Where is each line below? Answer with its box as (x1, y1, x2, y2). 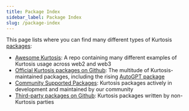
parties (37, 98, 55, 106)
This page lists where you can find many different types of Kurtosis (6, 36, 172, 44)
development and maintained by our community (14, 86, 134, 93)
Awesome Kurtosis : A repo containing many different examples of (14, 54, 177, 61)
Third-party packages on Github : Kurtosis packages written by (14, 92, 170, 99)
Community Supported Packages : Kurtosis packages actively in (14, 79, 172, 87)
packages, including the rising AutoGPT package (44, 73, 165, 81)
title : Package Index (6, 8, 61, 15)
